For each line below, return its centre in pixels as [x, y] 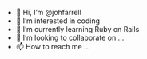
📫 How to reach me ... [53, 47]
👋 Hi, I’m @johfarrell [48, 12]
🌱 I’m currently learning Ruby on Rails [77, 29]
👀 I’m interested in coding [58, 21]
